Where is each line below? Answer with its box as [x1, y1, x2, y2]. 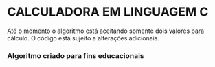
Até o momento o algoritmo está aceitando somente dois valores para [7, 27, 205, 35]
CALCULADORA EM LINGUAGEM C [7, 4, 209, 20]
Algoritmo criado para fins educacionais [7, 51, 144, 60]
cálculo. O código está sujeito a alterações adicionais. [7, 33, 160, 42]
